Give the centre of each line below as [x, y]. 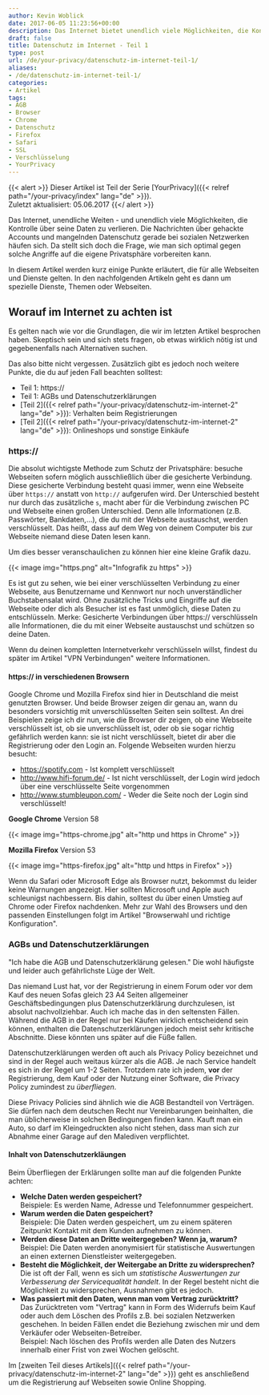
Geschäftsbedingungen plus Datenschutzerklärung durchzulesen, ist [122, 1003]
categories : [28, 83]
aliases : [23, 68]
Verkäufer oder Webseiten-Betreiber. [81, 1333]
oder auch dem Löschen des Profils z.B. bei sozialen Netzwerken [127, 1316]
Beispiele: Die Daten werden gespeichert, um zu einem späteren [126, 1222]
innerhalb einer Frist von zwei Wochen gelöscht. [99, 1349]
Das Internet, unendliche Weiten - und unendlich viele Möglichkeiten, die [128, 220]
